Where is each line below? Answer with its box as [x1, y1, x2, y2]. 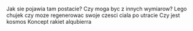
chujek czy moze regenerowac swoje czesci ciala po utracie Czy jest [6, 12, 180, 19]
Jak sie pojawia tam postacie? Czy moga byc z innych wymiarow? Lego [6, 5, 187, 12]
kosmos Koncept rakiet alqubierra [6, 18, 92, 25]
